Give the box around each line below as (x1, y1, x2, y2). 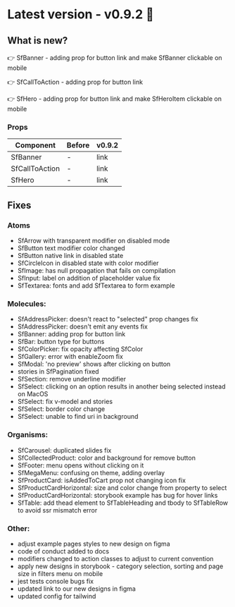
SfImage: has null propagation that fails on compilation (17, 266, 176, 274)
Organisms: (7, 430, 49, 440)
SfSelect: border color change (17, 405, 106, 413)
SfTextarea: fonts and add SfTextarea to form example (17, 281, 176, 290)
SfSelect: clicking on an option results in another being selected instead (17, 382, 227, 391)
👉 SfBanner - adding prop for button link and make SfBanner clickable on (7, 54, 223, 62)
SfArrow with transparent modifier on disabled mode (17, 236, 170, 245)
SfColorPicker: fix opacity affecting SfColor (17, 345, 144, 353)
